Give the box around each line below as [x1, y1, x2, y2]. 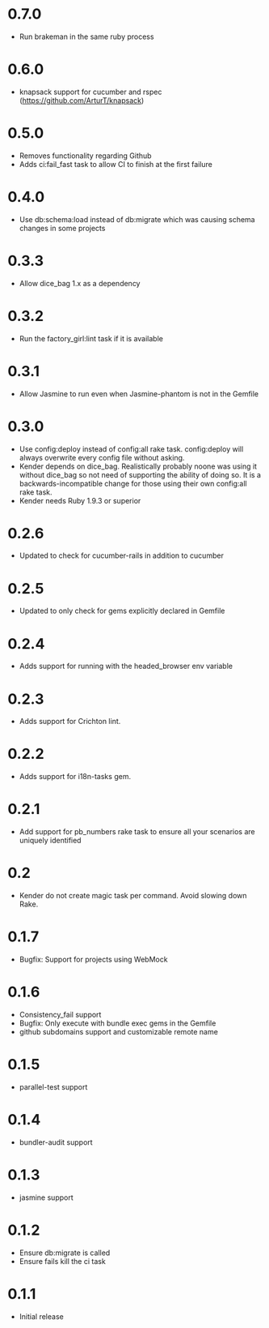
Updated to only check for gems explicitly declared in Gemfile [19, 606, 225, 616]
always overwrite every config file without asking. [19, 452, 185, 462]
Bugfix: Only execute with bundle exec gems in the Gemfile [19, 1018, 216, 1028]
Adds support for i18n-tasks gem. [19, 772, 131, 782]
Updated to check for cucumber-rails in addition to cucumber [19, 550, 224, 560]
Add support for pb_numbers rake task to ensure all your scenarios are [19, 827, 255, 837]
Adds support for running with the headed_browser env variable [19, 662, 233, 671]
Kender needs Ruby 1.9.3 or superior [19, 495, 141, 505]
